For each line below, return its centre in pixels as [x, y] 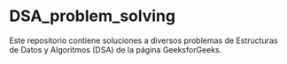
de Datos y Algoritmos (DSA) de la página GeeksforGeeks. [116, 49]
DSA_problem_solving [92, 16]
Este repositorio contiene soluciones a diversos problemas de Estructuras [143, 40]
